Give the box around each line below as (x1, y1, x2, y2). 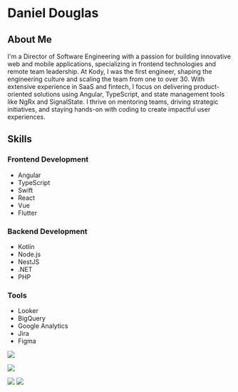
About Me (7, 33, 52, 46)
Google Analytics (17, 322, 68, 330)
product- (193, 83, 219, 90)
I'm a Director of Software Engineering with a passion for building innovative (7, 52, 232, 60)
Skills (7, 133, 32, 145)
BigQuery (17, 314, 46, 323)
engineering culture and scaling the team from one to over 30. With (7, 75, 205, 83)
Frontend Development (7, 154, 89, 164)
